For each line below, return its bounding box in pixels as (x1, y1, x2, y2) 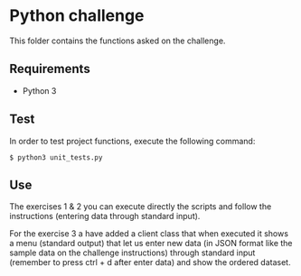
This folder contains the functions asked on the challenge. (9, 35, 226, 46)
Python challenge (9, 5, 145, 26)
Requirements (9, 61, 90, 77)
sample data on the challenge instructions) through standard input (9, 247, 256, 258)
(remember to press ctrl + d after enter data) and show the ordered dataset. (9, 257, 291, 268)
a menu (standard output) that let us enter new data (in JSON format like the (9, 238, 293, 249)
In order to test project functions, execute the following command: (9, 135, 256, 146)
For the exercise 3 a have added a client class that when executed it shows (9, 228, 289, 239)
